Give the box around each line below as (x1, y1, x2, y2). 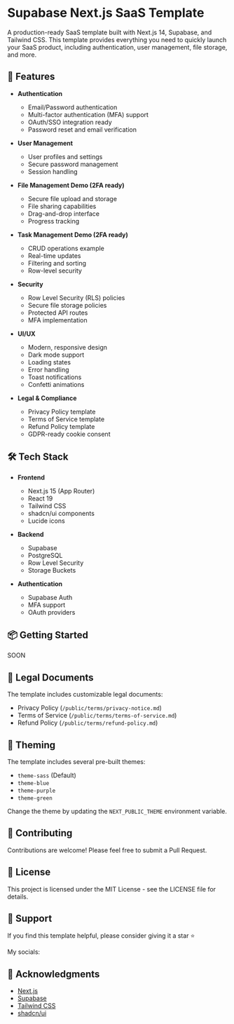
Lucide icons (27, 517, 65, 525)
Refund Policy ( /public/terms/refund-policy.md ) (17, 718, 158, 727)
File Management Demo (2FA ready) (17, 181, 125, 189)
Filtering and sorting (27, 259, 86, 267)
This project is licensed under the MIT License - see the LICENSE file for (7, 885, 216, 893)
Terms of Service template (27, 415, 105, 423)
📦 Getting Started (7, 629, 89, 641)
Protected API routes (27, 308, 88, 317)
